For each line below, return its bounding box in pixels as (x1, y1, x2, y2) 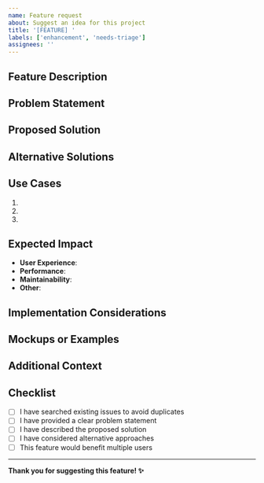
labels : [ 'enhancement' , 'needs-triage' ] (8, 33, 146, 42)
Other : (19, 283, 42, 293)
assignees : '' (8, 41, 55, 49)
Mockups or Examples (8, 333, 119, 346)
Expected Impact (8, 237, 93, 250)
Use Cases (8, 177, 62, 190)
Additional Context (8, 359, 102, 373)
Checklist (8, 386, 57, 400)
